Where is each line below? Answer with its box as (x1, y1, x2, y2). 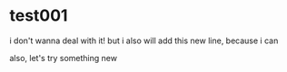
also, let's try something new (9, 52, 118, 63)
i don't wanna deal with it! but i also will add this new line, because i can (9, 35, 279, 46)
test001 (9, 5, 68, 26)
